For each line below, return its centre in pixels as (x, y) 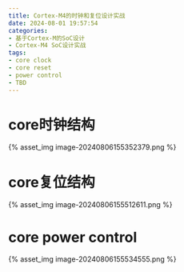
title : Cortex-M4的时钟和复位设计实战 (67, 16)
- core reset (30, 68)
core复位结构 (52, 182)
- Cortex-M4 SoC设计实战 (47, 46)
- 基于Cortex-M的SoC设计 (47, 38)
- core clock (30, 61)
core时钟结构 (52, 124)
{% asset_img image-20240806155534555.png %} (92, 259)
